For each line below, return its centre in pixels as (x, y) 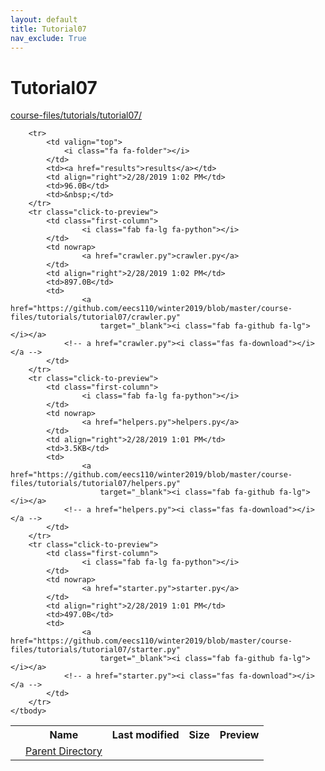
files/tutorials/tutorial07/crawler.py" (96, 317)
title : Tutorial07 (48, 29)
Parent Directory (64, 751)
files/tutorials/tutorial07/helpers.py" (96, 484)
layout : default (44, 19)
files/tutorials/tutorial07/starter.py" (96, 650)
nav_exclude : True (48, 38)
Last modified (145, 735)
